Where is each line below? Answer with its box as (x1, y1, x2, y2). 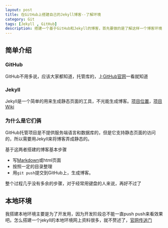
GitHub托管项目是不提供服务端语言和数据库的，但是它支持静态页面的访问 (5, 130, 156, 136)
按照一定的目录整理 (12, 164, 53, 170)
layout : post (5, 7, 33, 13)
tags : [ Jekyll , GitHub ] (5, 21, 57, 27)
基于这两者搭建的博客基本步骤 (5, 147, 67, 153)
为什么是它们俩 (5, 118, 42, 125)
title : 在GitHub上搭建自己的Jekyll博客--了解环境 (5, 12, 101, 17)
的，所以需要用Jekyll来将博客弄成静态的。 (5, 136, 92, 142)
